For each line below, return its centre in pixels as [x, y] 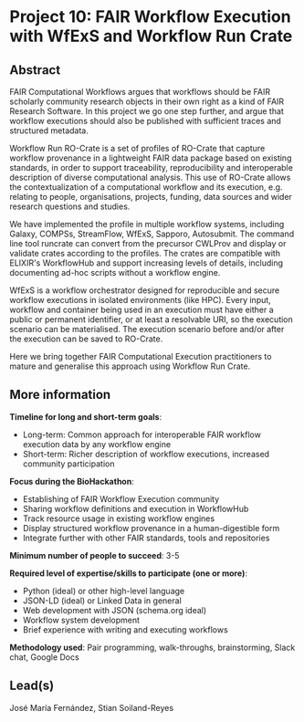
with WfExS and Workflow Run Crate [151, 36]
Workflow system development [81, 620]
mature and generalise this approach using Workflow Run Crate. [130, 366]
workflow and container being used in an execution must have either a [142, 309]
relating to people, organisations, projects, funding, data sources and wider [151, 197]
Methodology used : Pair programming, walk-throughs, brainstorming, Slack [152, 647]
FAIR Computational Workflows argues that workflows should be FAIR [140, 92]
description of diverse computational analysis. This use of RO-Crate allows [150, 177]
